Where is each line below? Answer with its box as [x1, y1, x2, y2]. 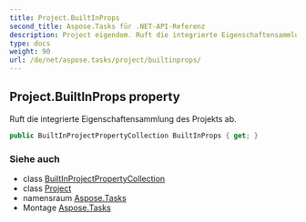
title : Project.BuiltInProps [9, 13, 120, 23]
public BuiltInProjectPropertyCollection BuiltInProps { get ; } [9, 131, 259, 140]
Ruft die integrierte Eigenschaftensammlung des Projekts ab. [9, 113, 237, 124]
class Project [22, 183, 72, 194]
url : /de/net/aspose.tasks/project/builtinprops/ [9, 55, 202, 65]
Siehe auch [9, 152, 61, 165]
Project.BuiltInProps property [9, 89, 180, 105]
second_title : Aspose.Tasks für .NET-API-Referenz [9, 22, 206, 31]
